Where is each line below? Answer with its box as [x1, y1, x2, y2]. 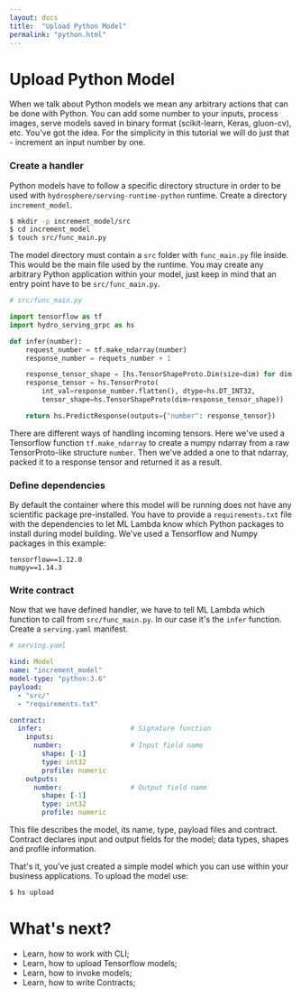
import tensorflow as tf [9, 312, 103, 321]
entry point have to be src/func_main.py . [9, 279, 160, 290]
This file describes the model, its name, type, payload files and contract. [9, 825, 278, 835]
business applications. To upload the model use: [9, 871, 189, 882]
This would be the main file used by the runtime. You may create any [9, 259, 264, 271]
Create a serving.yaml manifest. [9, 623, 129, 634]
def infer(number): [9, 337, 83, 346]
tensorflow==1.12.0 [9, 556, 83, 565]
